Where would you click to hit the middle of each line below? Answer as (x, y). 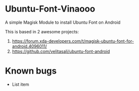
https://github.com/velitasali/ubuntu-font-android (61, 51)
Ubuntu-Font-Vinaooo (50, 9)
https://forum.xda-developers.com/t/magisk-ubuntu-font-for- (73, 41)
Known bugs (31, 71)
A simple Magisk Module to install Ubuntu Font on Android (63, 22)
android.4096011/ (29, 46)
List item (21, 84)
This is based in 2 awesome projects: (42, 31)
